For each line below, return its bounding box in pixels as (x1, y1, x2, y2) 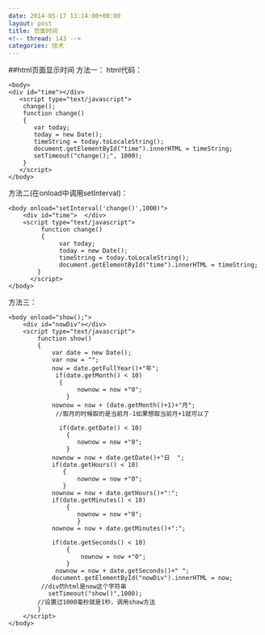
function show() (37, 334, 92, 343)
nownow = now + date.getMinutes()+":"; (51, 524, 186, 533)
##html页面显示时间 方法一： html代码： (8, 65, 143, 75)
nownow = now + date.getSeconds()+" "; (55, 567, 190, 575)
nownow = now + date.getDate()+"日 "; (51, 454, 185, 462)
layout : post (8, 19, 53, 27)
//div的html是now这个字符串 (40, 582, 127, 591)
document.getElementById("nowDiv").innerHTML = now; (51, 574, 233, 582)
